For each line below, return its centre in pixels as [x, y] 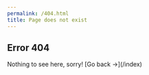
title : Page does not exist [47, 20]
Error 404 [28, 48]
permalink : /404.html [38, 13]
